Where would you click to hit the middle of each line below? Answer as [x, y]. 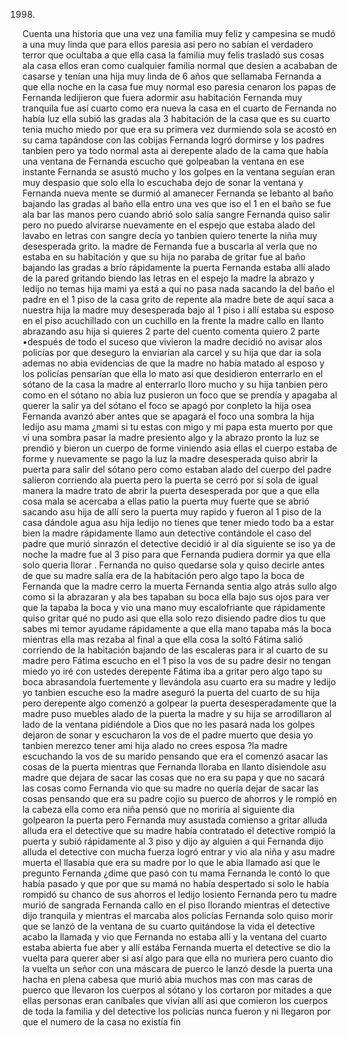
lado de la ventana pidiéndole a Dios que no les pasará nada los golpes [168, 724]
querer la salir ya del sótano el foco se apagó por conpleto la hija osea [167, 405]
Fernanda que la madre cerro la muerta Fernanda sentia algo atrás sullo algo [179, 586]
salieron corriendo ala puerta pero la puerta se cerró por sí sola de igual [170, 480]
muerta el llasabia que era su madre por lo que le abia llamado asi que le [171, 862]
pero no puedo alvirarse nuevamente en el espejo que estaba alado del [168, 225]
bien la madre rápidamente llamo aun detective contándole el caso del [167, 533]
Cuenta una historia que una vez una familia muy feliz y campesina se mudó [179, 33]
